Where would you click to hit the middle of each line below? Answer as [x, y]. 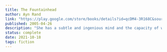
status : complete [23, 33]
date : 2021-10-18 [23, 38]
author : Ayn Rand [23, 14]
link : [11, 19]
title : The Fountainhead [31, 10]
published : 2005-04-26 [29, 24]
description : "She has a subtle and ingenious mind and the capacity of [82, 28]
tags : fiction [20, 42]
